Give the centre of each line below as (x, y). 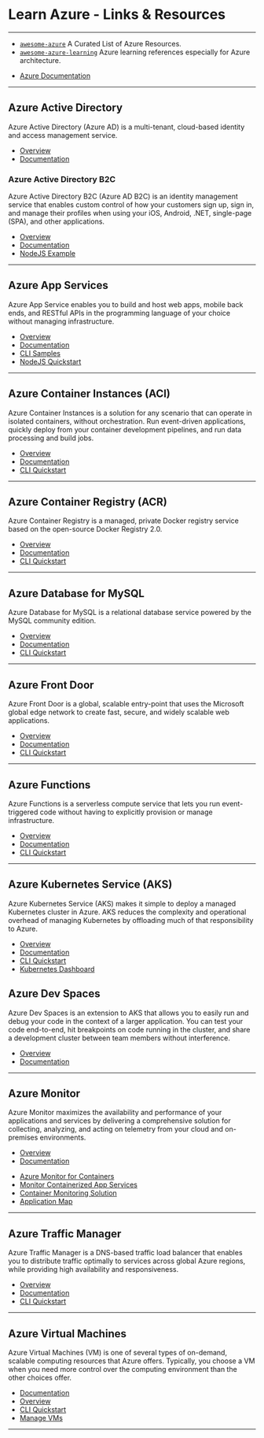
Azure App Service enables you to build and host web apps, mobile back (126, 304)
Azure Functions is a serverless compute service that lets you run (114, 803)
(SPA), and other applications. (56, 221)
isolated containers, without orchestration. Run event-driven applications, (127, 421)
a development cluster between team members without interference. (119, 1038)
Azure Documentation (55, 76)
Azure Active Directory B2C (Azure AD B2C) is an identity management (123, 196)
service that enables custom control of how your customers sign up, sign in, (131, 205)
